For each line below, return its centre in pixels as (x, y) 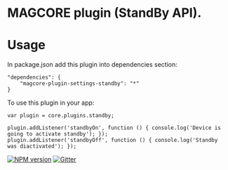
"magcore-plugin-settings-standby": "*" (80, 84)
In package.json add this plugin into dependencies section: (92, 65)
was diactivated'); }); (42, 146)
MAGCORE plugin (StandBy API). (105, 13)
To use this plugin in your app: (51, 103)
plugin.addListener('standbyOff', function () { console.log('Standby (113, 140)
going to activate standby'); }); (58, 134)
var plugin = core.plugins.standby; (61, 116)
